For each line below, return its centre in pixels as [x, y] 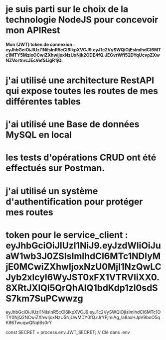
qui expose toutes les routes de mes [82, 91]
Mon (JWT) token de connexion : [40, 44]
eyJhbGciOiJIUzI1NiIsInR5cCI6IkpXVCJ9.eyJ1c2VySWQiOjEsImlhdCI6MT [83, 50]
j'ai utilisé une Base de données [73, 124]
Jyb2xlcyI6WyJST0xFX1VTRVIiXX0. [83, 277]
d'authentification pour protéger [74, 201]
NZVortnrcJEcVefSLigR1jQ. [34, 60]
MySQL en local [39, 135]
